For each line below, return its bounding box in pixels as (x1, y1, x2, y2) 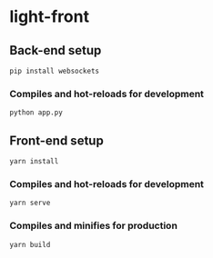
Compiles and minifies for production (9, 220, 177, 233)
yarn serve (9, 198, 51, 208)
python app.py (9, 108, 64, 117)
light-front (9, 6, 89, 27)
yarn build (9, 240, 51, 249)
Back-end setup (9, 43, 102, 58)
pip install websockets (9, 66, 100, 75)
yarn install (9, 157, 59, 166)
